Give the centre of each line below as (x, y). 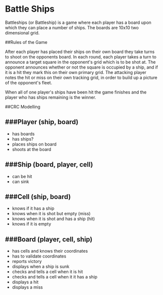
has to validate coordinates (39, 256)
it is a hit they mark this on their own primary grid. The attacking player (76, 72)
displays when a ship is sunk (41, 267)
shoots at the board (32, 149)
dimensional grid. (22, 33)
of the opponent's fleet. (29, 83)
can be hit (22, 176)
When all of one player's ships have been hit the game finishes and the (76, 92)
